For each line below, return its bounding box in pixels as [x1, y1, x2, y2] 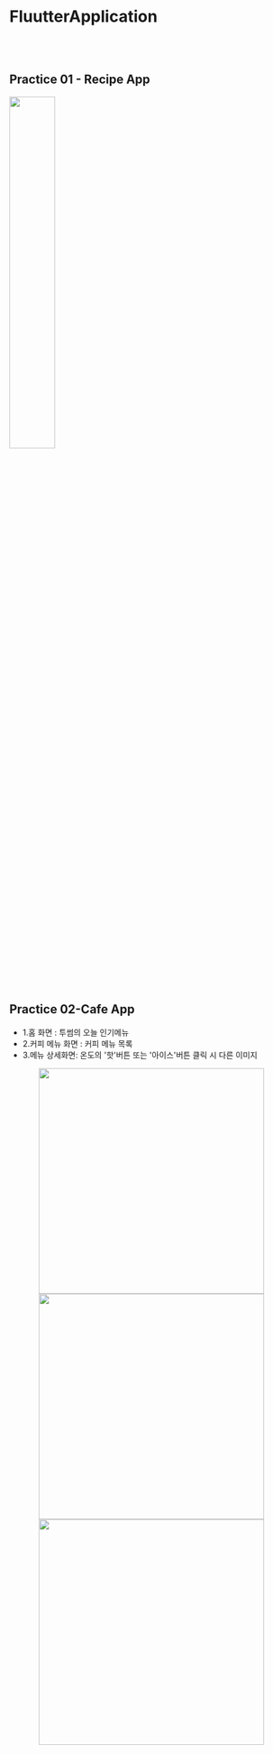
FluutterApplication [9, 6, 158, 27]
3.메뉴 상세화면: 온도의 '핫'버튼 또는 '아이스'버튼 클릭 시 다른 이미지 [22, 1049, 259, 1060]
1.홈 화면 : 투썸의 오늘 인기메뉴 [22, 1027, 129, 1038]
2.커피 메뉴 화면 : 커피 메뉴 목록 [22, 1038, 133, 1048]
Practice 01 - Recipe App [9, 72, 150, 88]
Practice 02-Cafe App [9, 1002, 135, 1017]
